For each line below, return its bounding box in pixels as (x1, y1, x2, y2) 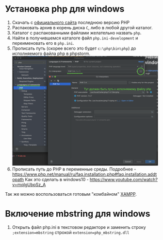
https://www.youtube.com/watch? (89, 177, 158, 183)
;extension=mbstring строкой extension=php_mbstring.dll (12, 230, 130, 236)
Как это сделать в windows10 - (25, 177, 89, 183)
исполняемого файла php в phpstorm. (12, 50, 91, 56)
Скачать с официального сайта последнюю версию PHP (12, 19, 130, 25)
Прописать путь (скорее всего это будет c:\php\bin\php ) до (12, 45, 136, 51)
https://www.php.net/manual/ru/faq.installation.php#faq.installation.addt (12, 171, 157, 177)
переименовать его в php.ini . (12, 40, 74, 46)
